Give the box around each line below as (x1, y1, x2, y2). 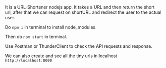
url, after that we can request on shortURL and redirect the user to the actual (5, 9, 162, 15)
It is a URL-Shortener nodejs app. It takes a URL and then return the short (5, 4, 155, 10)
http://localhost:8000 (5, 58, 52, 63)
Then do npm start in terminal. (5, 34, 67, 39)
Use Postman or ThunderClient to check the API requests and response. (5, 43, 153, 49)
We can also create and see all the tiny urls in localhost (5, 53, 117, 59)
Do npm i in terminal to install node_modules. (5, 24, 97, 30)
